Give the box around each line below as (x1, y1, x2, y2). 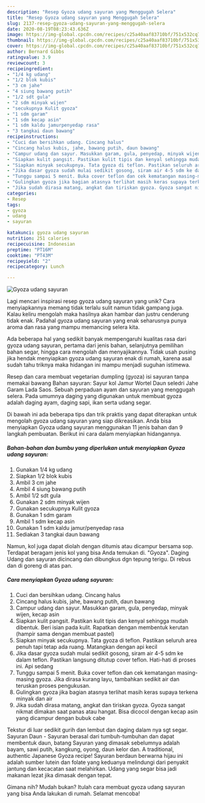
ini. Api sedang (15, 663, 54, 670)
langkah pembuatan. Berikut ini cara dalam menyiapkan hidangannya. (7, 430, 181, 438)
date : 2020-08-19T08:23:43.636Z (7, 26, 89, 32)
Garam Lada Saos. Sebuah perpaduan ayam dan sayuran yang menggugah (7, 386, 195, 393)
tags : (7, 202, 21, 208)
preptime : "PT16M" (7, 246, 54, 253)
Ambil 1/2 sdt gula (15, 492, 61, 499)
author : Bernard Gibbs (7, 49, 64, 55)
